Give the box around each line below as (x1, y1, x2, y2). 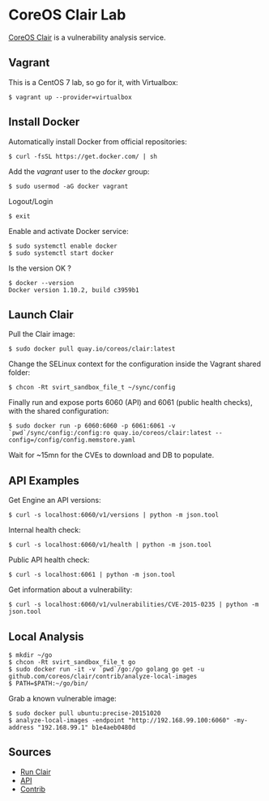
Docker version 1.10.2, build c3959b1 (8, 286, 139, 294)
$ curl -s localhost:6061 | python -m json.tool (8, 571, 176, 579)
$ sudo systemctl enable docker (8, 241, 117, 250)
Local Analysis (8, 629, 84, 643)
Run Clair (19, 767, 51, 777)
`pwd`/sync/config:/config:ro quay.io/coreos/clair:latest (8, 429, 212, 437)
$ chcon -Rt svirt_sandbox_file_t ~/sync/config (8, 383, 176, 392)
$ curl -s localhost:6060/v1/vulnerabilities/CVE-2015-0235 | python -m (8, 601, 259, 609)
